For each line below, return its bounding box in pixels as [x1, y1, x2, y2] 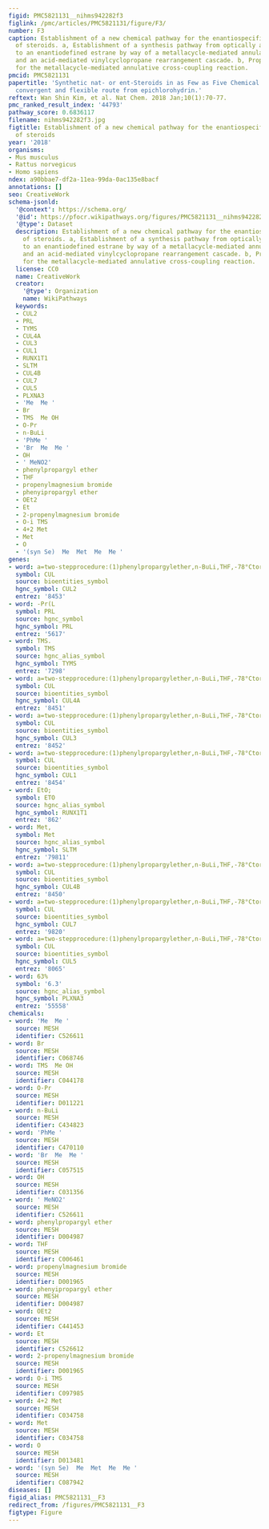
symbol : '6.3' [15, 980, 62, 988]
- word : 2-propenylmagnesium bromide [8, 1352, 134, 1360]
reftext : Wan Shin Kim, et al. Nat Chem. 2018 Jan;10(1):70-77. [8, 94, 227, 102]
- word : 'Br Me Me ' [8, 1151, 84, 1159]
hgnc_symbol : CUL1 [15, 771, 78, 779]
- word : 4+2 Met [8, 1397, 62, 1405]
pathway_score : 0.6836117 [8, 109, 94, 117]
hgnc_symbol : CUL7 [15, 920, 78, 928]
